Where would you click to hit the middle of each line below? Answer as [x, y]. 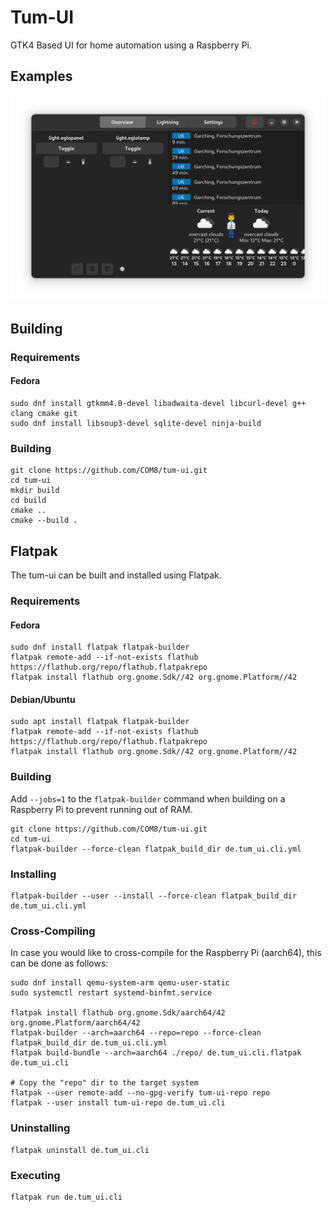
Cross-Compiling [53, 931]
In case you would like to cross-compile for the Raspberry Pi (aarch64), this [166, 953]
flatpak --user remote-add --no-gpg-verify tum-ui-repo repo [140, 1093]
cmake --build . [44, 521]
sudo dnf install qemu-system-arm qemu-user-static [120, 983]
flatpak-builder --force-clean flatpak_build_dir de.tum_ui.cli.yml [156, 849]
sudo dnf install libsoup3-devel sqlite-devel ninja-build [136, 424]
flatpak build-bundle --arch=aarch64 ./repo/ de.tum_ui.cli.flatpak [156, 1053]
